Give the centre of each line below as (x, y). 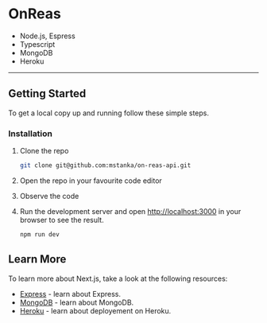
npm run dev (39, 234)
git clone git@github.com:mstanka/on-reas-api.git (105, 165)
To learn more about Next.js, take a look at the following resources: (118, 278)
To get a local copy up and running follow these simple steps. (108, 113)
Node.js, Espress (47, 36)
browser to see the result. (62, 220)
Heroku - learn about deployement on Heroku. (95, 310)
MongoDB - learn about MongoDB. (77, 302)
